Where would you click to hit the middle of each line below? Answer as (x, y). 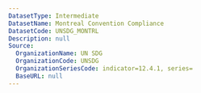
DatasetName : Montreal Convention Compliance (86, 23)
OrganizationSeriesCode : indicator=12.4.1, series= (105, 69)
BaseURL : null (39, 76)
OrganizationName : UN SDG (59, 53)
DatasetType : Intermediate (54, 16)
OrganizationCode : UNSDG (57, 61)
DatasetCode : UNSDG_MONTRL (54, 31)
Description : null (39, 38)
